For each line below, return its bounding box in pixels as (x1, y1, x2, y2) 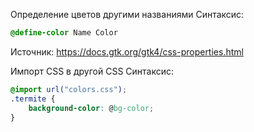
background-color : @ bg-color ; (28, 103, 155, 113)
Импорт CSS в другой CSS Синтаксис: (10, 65, 175, 77)
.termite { (10, 94, 56, 104)
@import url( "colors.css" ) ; (10, 84, 128, 94)
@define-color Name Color (10, 28, 118, 38)
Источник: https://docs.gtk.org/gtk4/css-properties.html (10, 45, 244, 58)
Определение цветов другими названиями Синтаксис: (10, 9, 245, 20)
